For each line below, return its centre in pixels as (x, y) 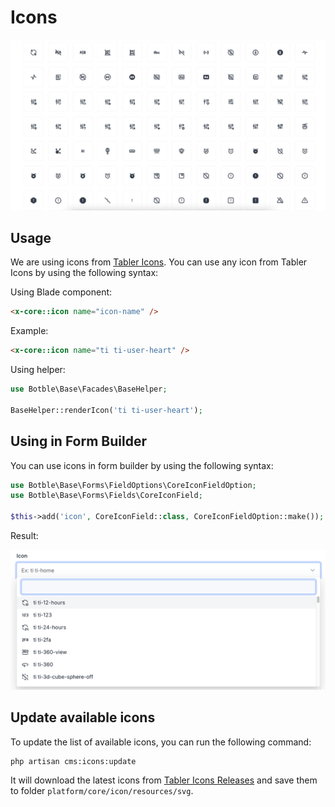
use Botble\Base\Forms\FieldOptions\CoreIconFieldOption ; (133, 485)
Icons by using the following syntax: (84, 273)
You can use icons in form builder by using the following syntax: (142, 465)
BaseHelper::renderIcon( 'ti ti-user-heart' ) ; (106, 410)
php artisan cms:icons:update (73, 761)
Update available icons (83, 717)
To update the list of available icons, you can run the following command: (161, 742)
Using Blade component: (61, 292)
